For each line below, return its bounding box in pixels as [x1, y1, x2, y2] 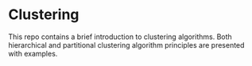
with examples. [8, 49, 58, 58]
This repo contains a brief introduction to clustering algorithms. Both [8, 32, 232, 41]
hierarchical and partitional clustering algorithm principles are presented [8, 40, 245, 49]
